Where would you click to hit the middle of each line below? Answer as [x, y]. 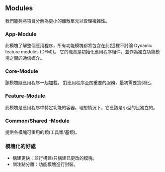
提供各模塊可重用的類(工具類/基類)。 [42, 132]
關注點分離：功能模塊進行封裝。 [45, 165]
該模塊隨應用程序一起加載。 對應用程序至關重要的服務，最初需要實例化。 [80, 83]
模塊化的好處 [21, 146]
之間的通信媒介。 [27, 58]
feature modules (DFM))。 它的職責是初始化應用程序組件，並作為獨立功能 [80, 52]
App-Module [21, 34]
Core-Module [22, 71]
